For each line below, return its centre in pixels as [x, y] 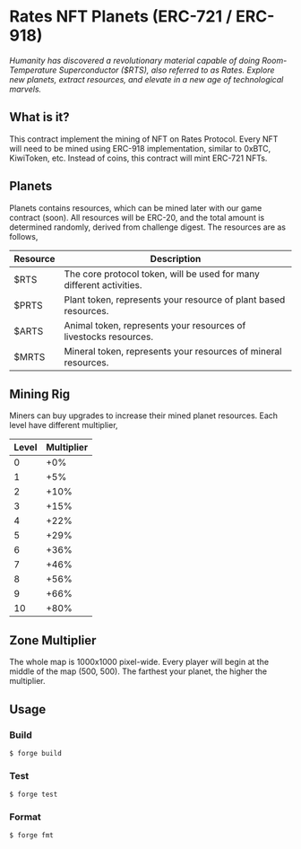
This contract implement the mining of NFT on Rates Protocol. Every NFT [144, 139]
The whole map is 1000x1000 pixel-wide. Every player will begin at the [139, 662]
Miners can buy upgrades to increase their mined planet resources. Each [144, 416]
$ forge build [36, 753]
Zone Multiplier [53, 640]
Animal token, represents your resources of [155, 325]
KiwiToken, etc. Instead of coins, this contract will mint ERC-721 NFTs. [138, 158]
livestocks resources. [109, 337]
